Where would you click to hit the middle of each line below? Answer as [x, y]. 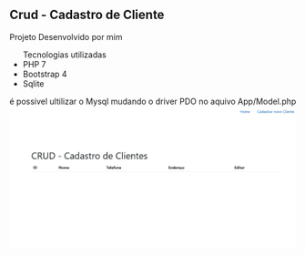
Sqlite [33, 83]
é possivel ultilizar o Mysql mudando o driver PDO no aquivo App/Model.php [153, 101]
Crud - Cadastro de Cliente [87, 15]
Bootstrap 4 [45, 74]
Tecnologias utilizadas [64, 55]
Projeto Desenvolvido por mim [66, 36]
